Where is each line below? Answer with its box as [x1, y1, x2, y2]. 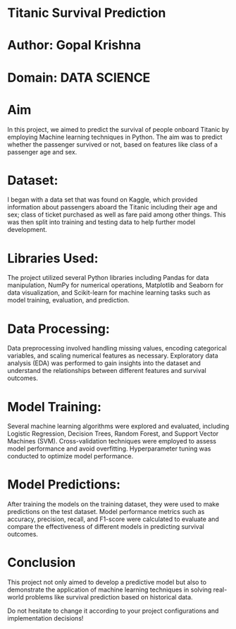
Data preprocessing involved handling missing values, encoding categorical [7, 344, 227, 353]
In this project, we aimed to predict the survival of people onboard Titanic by [7, 125, 230, 133]
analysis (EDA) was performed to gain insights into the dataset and [7, 359, 201, 367]
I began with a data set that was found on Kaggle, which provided [7, 195, 198, 204]
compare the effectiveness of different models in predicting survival [7, 523, 204, 531]
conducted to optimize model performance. [7, 452, 134, 460]
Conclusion [7, 555, 76, 570]
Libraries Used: [7, 250, 99, 266]
